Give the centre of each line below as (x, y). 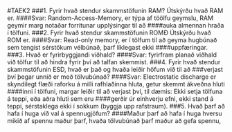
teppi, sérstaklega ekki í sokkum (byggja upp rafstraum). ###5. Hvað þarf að (116, 106)
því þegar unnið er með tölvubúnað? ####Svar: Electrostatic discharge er (112, 77)
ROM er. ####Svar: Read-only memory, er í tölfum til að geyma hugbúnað (112, 40)
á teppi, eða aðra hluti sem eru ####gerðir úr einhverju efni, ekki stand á (110, 99)
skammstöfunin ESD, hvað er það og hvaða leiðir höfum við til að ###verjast (115, 69)
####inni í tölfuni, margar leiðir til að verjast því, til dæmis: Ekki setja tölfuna (115, 91)
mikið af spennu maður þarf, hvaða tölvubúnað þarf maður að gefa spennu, (114, 121)
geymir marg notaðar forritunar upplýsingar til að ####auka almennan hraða (116, 25)
